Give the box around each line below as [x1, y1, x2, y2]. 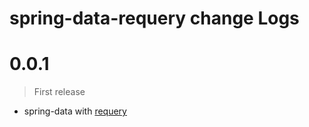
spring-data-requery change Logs [9, 7, 300, 30]
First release [33, 86, 86, 98]
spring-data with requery [23, 105, 127, 117]
